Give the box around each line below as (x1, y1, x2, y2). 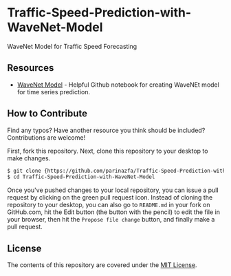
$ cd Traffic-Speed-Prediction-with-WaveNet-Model (7, 173, 155, 180)
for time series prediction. (16, 87, 91, 96)
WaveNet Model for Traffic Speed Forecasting (7, 42, 137, 50)
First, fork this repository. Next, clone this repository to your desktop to (7, 147, 208, 155)
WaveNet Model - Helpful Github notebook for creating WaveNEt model (16, 81, 220, 89)
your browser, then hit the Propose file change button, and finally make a (7, 215, 215, 224)
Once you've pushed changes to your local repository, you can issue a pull (7, 186, 219, 194)
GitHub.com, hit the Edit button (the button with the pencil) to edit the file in (7, 208, 220, 216)
